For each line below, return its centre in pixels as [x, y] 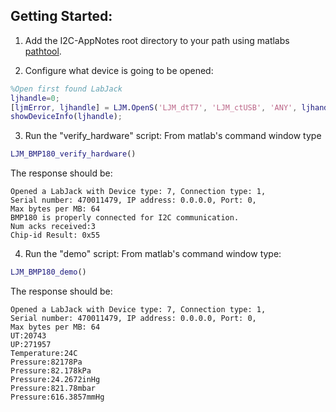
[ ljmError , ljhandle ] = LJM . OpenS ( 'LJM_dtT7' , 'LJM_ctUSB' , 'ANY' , [154, 107]
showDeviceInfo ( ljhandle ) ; [66, 117]
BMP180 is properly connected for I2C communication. [125, 218]
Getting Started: [61, 16]
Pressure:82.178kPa [51, 371]
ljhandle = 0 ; [35, 98]
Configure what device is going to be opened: [119, 70]
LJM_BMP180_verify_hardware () [73, 154]
